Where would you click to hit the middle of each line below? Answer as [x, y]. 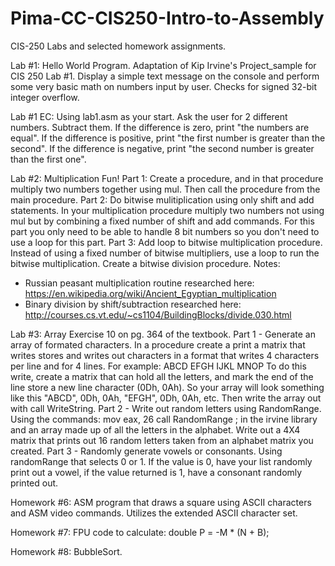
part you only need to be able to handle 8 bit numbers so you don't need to [165, 231]
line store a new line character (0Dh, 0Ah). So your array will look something [167, 387]
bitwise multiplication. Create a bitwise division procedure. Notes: [145, 263]
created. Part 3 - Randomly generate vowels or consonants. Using [146, 451]
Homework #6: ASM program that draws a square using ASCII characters [161, 502]
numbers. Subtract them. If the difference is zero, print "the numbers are [160, 127]
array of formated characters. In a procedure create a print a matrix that [158, 344]
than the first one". [48, 159]
